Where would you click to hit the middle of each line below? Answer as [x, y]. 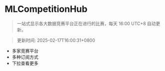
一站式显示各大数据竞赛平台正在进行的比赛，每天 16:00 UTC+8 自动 [86, 23]
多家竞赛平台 [25, 51]
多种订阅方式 [25, 57]
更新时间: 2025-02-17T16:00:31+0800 [56, 40]
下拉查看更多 [25, 63]
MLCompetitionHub [46, 9]
